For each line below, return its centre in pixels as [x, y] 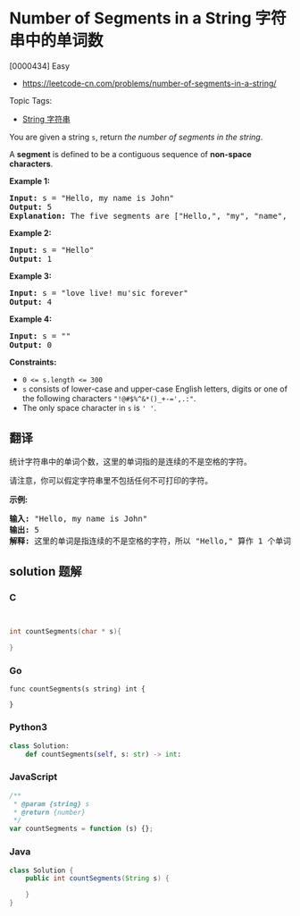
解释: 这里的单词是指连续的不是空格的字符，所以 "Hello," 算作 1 [136, 541]
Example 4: [30, 319]
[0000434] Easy [39, 66]
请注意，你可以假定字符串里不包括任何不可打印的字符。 [111, 480]
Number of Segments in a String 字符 [148, 18]
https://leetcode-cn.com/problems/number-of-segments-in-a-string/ [149, 83]
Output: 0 [30, 345]
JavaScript [33, 777]
